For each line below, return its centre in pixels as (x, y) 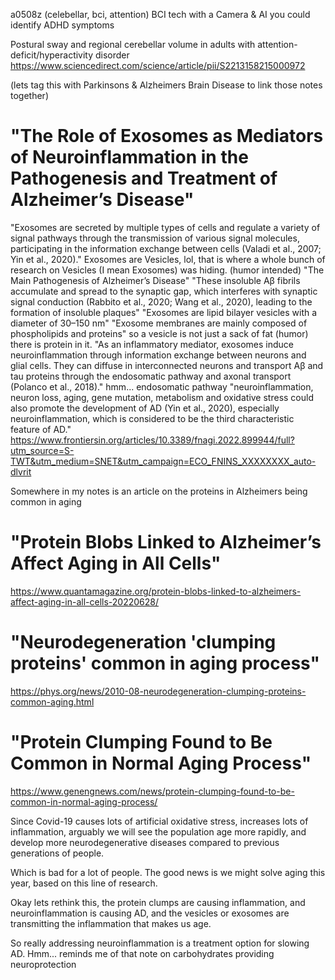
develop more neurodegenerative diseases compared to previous (145, 842)
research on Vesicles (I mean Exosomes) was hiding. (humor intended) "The (167, 270)
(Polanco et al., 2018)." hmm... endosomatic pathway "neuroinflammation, (162, 386)
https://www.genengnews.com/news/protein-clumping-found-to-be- (152, 791)
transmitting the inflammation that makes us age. (111, 923)
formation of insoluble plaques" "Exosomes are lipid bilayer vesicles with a (164, 312)
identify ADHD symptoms (62, 25)
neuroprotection (43, 964)
